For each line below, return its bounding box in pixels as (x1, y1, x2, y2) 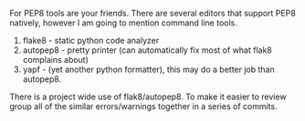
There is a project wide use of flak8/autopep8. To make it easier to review (9, 91, 287, 102)
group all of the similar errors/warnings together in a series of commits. (9, 101, 278, 112)
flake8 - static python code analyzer (22, 35, 160, 45)
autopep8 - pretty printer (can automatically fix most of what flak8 (22, 45, 272, 55)
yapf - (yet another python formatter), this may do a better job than (22, 64, 276, 75)
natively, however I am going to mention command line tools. (9, 17, 237, 28)
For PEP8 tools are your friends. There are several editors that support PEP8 (9, 8, 297, 18)
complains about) (22, 55, 89, 65)
